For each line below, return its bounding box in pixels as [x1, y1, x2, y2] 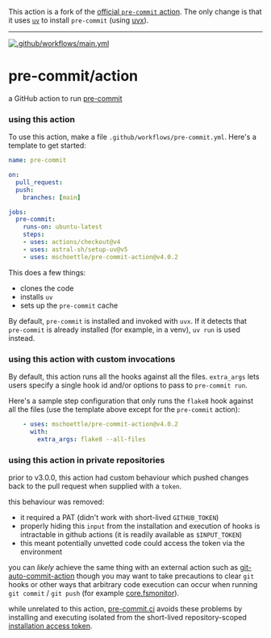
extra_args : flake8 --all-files [37, 435, 147, 443]
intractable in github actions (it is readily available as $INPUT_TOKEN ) [19, 529, 243, 539]
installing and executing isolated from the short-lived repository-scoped [8, 612, 248, 622]
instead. [8, 333, 35, 342]
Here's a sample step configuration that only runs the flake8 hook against [8, 396, 254, 406]
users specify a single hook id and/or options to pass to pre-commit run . [8, 380, 248, 390]
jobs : [8, 208, 27, 216]
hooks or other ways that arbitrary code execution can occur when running [8, 579, 258, 589]
